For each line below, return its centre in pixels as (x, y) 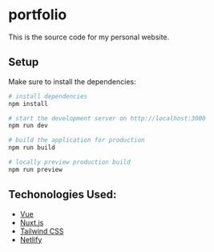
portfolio (38, 15)
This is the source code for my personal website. (89, 37)
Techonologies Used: (63, 195)
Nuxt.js (32, 222)
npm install (28, 104)
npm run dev (28, 126)
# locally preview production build (69, 162)
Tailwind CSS (42, 231)
